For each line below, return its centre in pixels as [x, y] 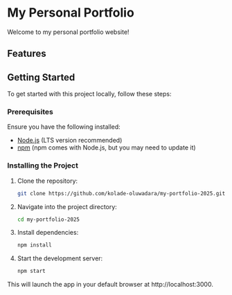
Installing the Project [43, 166]
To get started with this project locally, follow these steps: [89, 94]
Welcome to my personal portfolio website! [68, 32]
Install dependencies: [48, 233]
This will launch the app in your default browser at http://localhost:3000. [110, 285]
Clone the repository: [47, 181]
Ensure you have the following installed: [64, 127]
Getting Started [41, 77]
